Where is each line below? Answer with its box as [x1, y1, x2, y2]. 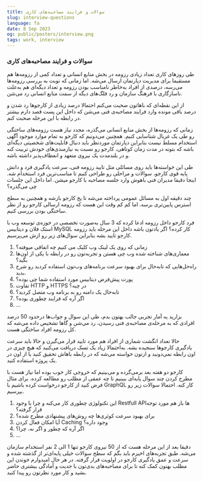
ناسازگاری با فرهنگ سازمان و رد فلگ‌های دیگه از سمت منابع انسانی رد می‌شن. [7, 90, 183, 97]
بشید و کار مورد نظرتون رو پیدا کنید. [7, 469, 87, 476]
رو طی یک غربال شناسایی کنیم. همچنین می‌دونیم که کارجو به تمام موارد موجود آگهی [7, 132, 195, 140]
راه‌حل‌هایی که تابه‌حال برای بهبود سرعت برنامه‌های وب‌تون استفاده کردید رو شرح [15, 263, 197, 270]
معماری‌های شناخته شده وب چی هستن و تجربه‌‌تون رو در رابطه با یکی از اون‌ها [15, 250, 190, 257]
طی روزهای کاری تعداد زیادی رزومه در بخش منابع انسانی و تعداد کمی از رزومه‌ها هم [7, 71, 195, 78]
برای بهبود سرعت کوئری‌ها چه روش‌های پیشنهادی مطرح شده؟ [15, 412, 155, 420]
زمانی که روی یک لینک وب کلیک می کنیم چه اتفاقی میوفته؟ [15, 243, 147, 251]
